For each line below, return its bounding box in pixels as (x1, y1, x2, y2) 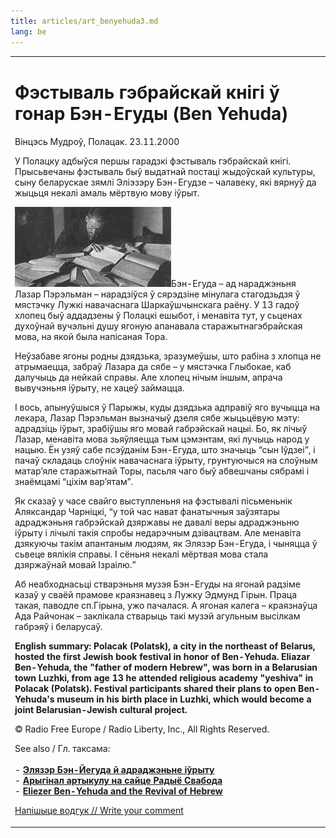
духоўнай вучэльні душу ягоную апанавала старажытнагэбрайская (14, 320, 303, 332)
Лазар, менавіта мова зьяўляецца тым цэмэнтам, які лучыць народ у (14, 433, 310, 445)
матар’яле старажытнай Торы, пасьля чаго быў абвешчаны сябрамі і (14, 465, 310, 477)
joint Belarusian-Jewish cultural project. (14, 704, 188, 716)
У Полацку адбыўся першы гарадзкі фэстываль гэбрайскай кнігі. (14, 155, 292, 167)
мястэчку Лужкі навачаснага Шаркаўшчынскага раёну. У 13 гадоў (14, 299, 300, 311)
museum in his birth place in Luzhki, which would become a (56, 693, 312, 705)
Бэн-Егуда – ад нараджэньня (171, 278, 297, 290)
